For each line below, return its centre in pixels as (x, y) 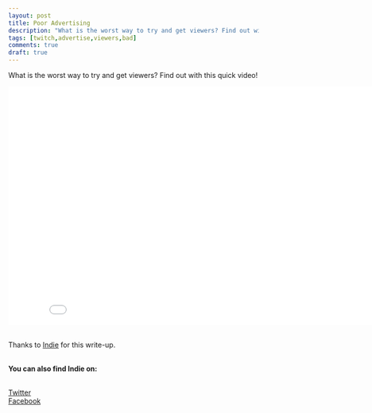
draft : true (28, 53)
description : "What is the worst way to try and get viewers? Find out (129, 30)
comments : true (33, 45)
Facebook (25, 401)
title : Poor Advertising (49, 23)
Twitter (20, 392)
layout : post (30, 16)
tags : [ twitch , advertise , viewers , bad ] (72, 38)
